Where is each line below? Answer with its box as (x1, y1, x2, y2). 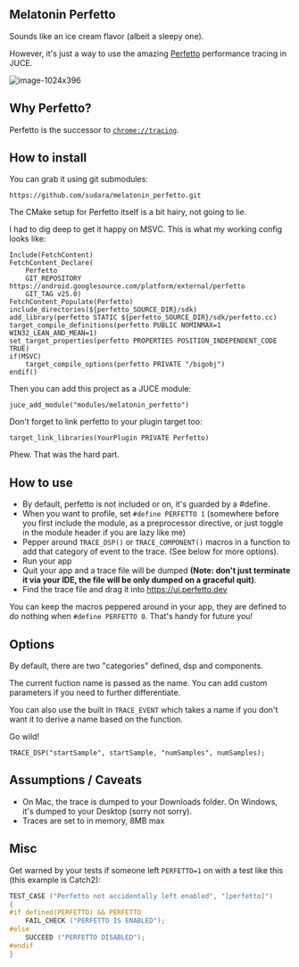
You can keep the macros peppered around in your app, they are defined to (9, 601, 287, 612)
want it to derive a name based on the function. (9, 714, 183, 725)
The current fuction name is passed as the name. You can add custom (9, 678, 268, 689)
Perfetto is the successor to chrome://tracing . (9, 124, 180, 135)
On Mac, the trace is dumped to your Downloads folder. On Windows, (21, 796, 278, 806)
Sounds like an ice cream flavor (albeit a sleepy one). (9, 30, 204, 41)
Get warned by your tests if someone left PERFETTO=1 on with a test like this (9, 864, 284, 875)
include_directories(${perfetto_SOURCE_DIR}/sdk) (9, 305, 198, 315)
